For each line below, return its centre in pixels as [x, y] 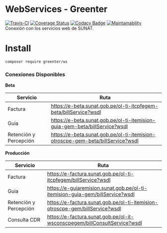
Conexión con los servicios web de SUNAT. [50, 28]
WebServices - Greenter [56, 9]
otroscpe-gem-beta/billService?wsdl [95, 141]
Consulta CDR [24, 220]
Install [18, 49]
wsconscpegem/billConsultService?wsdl [95, 223]
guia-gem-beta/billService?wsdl [89, 126]
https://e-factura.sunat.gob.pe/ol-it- [90, 217]
